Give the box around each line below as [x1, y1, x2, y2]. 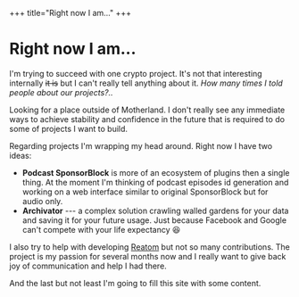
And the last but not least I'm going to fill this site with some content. [9, 277, 262, 288]
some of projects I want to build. [9, 123, 128, 134]
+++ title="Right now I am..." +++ [9, 8, 132, 18]
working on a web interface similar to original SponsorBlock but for [21, 186, 269, 197]
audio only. [21, 195, 63, 206]
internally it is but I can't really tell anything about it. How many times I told [9, 78, 283, 88]
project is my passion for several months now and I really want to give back [9, 251, 287, 261]
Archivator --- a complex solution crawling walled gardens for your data [21, 205, 289, 216]
